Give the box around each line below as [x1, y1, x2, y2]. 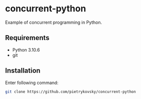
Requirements [5, 34, 49, 42]
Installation [5, 66, 41, 75]
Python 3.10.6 [12, 47, 40, 52]
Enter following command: [5, 80, 58, 86]
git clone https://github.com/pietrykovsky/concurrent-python [5, 89, 136, 94]
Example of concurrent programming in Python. [5, 19, 102, 25]
